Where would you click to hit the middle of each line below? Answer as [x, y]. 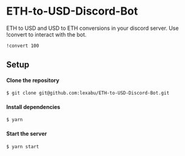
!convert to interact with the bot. [46, 34]
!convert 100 [23, 46]
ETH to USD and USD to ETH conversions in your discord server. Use [92, 28]
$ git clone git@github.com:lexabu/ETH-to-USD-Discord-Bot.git [88, 93]
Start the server [27, 133]
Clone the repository [33, 80]
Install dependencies [33, 107]
